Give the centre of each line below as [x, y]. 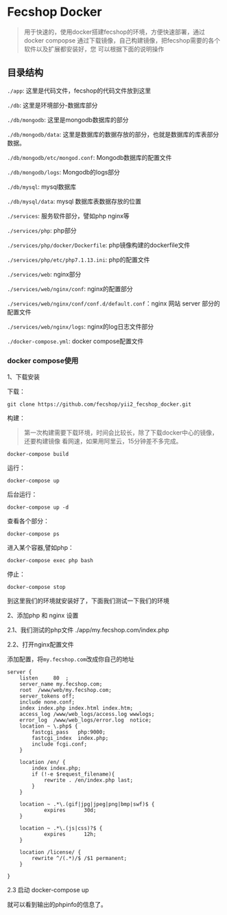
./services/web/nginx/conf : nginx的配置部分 [70, 288]
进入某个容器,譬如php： [40, 548]
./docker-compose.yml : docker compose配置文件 [75, 341]
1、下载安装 [23, 377]
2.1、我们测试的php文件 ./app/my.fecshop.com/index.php [88, 630]
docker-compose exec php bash [50, 561]
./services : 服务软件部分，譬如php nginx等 [69, 216]
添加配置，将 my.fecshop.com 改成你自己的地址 [71, 659]
